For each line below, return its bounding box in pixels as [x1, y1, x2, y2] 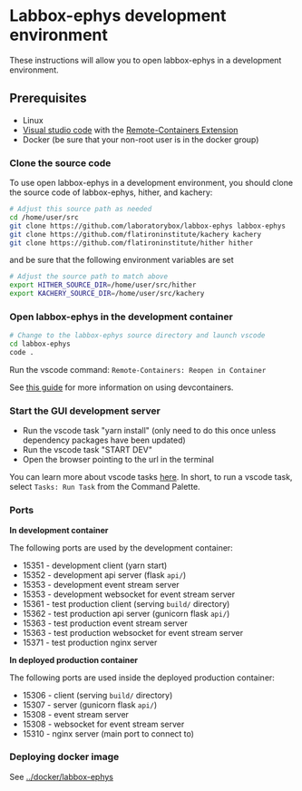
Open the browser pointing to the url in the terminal [22, 454, 215, 465]
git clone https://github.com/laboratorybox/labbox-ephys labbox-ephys [9, 221, 286, 230]
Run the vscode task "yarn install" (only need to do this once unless [22, 425, 277, 436]
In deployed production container [9, 654, 139, 665]
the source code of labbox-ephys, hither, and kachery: [9, 187, 213, 198]
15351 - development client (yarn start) [22, 560, 168, 571]
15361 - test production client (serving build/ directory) [22, 598, 230, 609]
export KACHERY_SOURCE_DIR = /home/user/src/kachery [9, 289, 205, 298]
